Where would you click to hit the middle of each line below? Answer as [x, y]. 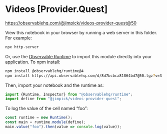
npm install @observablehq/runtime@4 [44, 71]
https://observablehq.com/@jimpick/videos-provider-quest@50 [71, 23]
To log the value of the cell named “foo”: [47, 109]
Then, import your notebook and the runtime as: [54, 85]
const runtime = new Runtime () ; [39, 118]
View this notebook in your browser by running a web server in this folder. [81, 32]
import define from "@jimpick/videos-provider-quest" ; [63, 99]
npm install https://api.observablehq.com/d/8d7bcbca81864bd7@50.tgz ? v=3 [84, 76]
